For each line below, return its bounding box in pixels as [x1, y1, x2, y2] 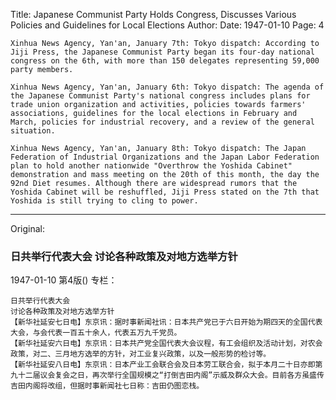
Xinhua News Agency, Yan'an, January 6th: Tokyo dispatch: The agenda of [10, 82, 325, 92]
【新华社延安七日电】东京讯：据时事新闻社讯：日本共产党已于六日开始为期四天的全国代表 [10, 317, 323, 328]
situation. [10, 126, 56, 136]
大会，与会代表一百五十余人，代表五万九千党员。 [10, 328, 182, 338]
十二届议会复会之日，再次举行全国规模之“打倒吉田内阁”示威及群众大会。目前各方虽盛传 [17, 370, 325, 381]
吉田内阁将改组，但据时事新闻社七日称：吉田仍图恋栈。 [10, 381, 205, 391]
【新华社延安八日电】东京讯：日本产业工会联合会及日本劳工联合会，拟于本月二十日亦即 [10, 360, 316, 370]
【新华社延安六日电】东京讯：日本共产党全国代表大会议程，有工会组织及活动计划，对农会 [10, 339, 323, 349]
